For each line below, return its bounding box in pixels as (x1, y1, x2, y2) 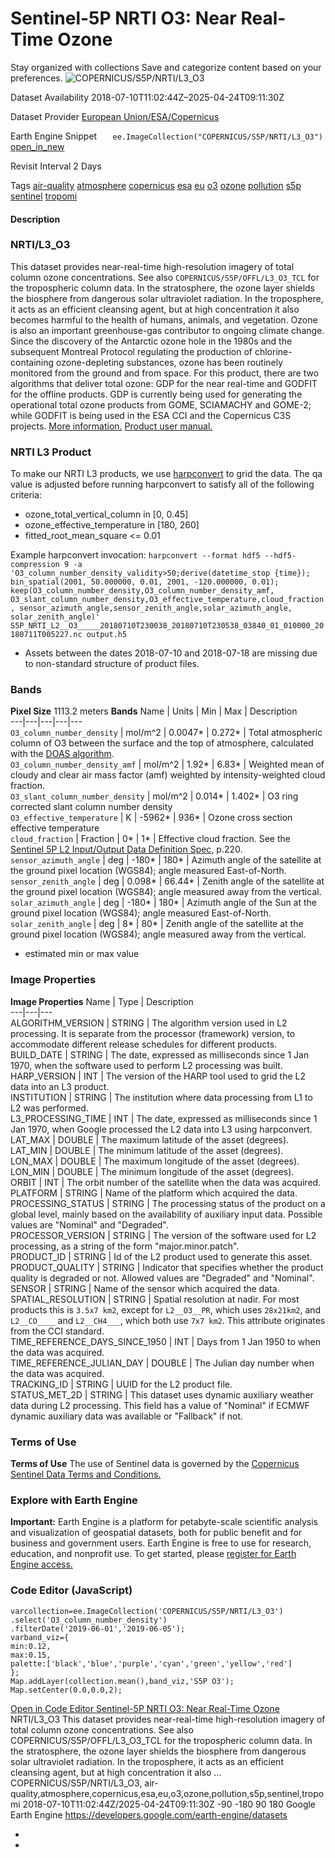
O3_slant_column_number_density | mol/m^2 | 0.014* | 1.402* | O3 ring (10, 790, 299, 802)
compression (10, 560, 60, 570)
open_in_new (10, 140, 65, 152)
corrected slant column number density (10, 801, 173, 813)
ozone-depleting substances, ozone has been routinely (56, 356, 284, 368)
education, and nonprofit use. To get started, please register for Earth (10, 1548, 297, 1560)
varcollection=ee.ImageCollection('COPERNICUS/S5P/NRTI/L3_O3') (10, 1606, 284, 1616)
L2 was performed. (10, 1102, 89, 1114)
